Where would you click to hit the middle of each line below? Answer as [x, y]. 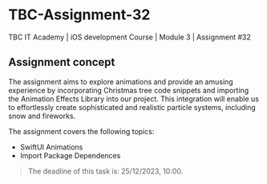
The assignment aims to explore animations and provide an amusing [121, 81]
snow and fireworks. [42, 116]
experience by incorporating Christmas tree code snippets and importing [129, 90]
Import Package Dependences [70, 155]
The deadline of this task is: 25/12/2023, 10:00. [105, 171]
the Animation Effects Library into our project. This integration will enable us [133, 99]
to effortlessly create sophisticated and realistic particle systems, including [132, 107]
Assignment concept [62, 62]
